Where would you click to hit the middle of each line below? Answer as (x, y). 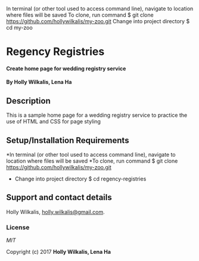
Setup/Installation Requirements (68, 140)
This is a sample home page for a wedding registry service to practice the (97, 115)
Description (28, 101)
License (18, 227)
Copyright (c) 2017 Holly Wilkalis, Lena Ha (59, 252)
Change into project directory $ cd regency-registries (80, 179)
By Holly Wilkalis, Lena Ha (39, 82)
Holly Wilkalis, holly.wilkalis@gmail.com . (56, 212)
